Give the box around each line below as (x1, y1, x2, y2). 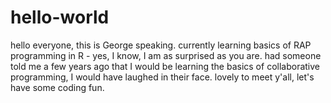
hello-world (10, 6, 110, 29)
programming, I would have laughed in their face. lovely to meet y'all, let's (10, 71, 315, 83)
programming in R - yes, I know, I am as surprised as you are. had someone (10, 49, 322, 61)
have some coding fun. (10, 81, 105, 93)
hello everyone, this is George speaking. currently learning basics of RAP (10, 39, 312, 51)
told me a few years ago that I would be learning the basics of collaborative (10, 60, 320, 72)
